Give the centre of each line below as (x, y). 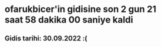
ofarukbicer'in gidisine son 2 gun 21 (80, 9)
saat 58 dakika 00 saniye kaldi (69, 20)
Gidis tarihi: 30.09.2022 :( (46, 38)
